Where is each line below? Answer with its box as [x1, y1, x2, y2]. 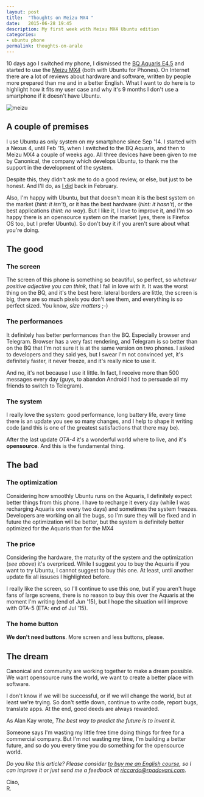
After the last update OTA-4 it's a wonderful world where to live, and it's [6, 436, 187, 443]
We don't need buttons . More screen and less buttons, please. [6, 633, 164, 641]
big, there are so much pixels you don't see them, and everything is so [6, 295, 183, 303]
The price [6, 539, 35, 548]
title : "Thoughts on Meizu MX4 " [6, 15, 94, 21]
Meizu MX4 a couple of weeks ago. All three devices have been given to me [6, 151, 197, 158]
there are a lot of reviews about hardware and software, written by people [6, 73, 191, 80]
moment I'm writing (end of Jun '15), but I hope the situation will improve [6, 597, 188, 605]
